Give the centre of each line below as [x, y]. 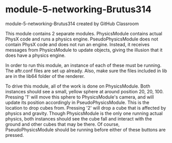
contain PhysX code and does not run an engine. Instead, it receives [78, 44]
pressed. [15, 135]
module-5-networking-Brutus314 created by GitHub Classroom [72, 24]
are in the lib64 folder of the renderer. [45, 76]
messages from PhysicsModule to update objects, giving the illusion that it [84, 50]
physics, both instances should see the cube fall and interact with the [79, 118]
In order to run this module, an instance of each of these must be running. [83, 65]
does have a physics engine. [35, 55]
